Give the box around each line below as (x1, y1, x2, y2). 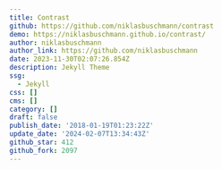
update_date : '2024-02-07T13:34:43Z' (9, 130, 150, 139)
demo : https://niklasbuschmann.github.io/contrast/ (9, 30, 206, 38)
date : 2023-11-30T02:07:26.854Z (9, 55, 130, 63)
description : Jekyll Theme (9, 63, 110, 72)
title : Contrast (9, 13, 70, 22)
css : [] (9, 88, 38, 97)
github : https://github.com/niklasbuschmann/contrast (9, 21, 215, 30)
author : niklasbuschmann (9, 38, 102, 47)
